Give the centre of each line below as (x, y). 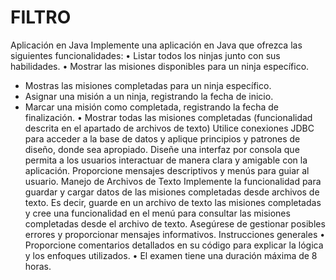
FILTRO (41, 17)
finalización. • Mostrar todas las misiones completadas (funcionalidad (168, 117)
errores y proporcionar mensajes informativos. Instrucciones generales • (175, 234)
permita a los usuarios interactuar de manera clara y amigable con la (166, 160)
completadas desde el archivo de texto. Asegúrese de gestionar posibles (175, 223)
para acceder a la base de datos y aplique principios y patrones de (162, 138)
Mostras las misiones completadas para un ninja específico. (148, 85)
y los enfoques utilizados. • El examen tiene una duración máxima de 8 (171, 255)
